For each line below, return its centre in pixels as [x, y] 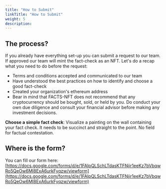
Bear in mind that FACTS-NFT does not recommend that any [74, 97]
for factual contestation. [30, 133]
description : [19, 24]
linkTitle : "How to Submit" [34, 14]
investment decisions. [35, 113]
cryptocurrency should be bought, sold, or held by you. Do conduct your [86, 102]
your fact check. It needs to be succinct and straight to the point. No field [80, 127]
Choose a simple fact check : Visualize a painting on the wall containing [79, 123]
